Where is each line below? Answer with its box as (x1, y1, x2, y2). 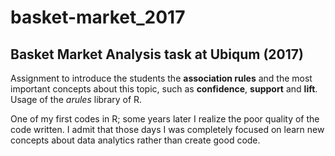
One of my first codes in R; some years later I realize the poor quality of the (10, 113, 320, 125)
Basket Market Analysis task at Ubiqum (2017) (10, 46, 304, 63)
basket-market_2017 (10, 6, 186, 29)
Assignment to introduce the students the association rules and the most (10, 72, 313, 84)
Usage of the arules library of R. (10, 94, 143, 105)
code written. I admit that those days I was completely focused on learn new (10, 124, 325, 135)
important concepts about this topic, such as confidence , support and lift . (10, 83, 318, 95)
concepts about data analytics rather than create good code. (10, 134, 261, 146)
